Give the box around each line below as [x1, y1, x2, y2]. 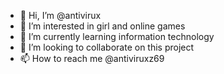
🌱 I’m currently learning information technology [19, 31, 215, 42]
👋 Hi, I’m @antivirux [19, 10, 102, 21]
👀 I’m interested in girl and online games [19, 20, 186, 32]
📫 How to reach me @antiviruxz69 [19, 53, 165, 64]
